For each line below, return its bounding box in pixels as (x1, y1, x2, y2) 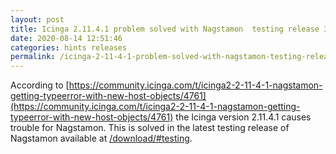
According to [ (10, 79, 70, 91)
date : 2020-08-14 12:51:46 (10, 33, 123, 43)
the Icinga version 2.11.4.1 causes (175, 111, 312, 123)
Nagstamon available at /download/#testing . (10, 132, 193, 145)
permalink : (10, 52, 56, 62)
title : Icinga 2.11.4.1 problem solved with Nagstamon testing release (10, 24, 320, 34)
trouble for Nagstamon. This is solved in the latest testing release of (10, 122, 290, 134)
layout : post (10, 14, 65, 25)
